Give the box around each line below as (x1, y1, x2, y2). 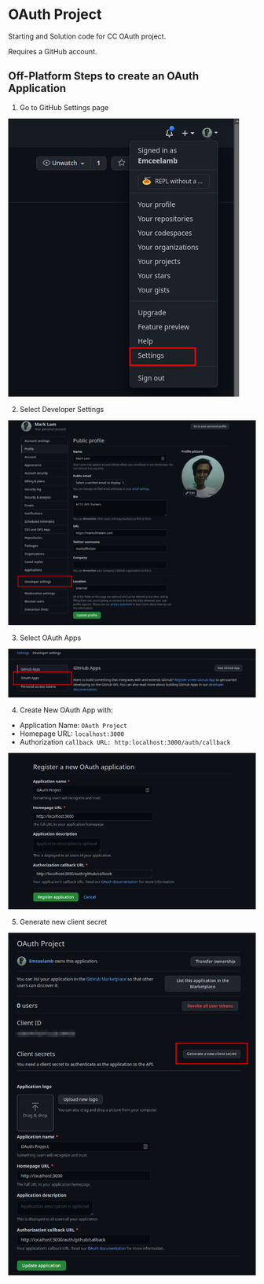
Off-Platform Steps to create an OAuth (8, 69, 199, 83)
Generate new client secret (19, 917, 108, 926)
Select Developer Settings (19, 404, 104, 414)
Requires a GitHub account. (8, 46, 97, 56)
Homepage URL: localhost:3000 (19, 729, 124, 738)
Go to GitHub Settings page (19, 102, 109, 112)
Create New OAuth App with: (19, 705, 114, 715)
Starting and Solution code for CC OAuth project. (8, 31, 167, 41)
